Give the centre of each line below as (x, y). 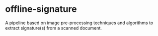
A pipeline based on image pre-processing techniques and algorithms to (79, 23)
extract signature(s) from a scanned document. (53, 28)
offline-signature (41, 9)
